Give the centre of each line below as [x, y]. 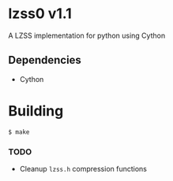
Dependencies [45, 60]
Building [36, 111]
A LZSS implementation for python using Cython [87, 35]
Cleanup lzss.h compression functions [83, 168]
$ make [19, 132]
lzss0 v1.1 [40, 14]
